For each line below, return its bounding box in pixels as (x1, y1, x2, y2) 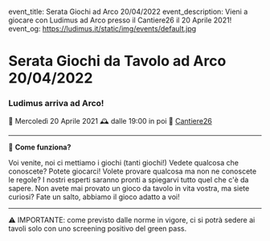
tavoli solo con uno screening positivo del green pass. (8, 224, 187, 234)
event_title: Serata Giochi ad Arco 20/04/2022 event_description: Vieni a (8, 7, 248, 16)
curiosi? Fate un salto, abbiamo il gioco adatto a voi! (8, 192, 180, 202)
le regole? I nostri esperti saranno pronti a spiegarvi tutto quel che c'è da (8, 175, 249, 185)
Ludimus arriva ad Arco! (8, 98, 104, 109)
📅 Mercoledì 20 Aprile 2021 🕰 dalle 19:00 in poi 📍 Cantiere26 (8, 116, 213, 126)
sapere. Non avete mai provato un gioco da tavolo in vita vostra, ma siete (8, 184, 250, 194)
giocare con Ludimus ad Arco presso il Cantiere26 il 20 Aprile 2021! (8, 15, 232, 25)
